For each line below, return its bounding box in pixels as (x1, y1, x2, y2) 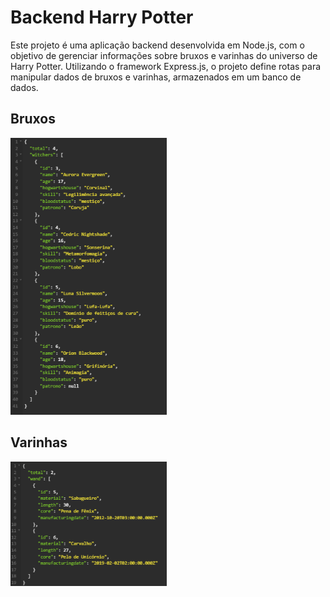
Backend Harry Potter (10, 6, 194, 29)
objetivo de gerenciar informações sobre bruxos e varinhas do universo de (10, 49, 318, 61)
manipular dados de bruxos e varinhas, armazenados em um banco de (10, 71, 302, 83)
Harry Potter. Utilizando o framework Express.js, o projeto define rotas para (10, 60, 322, 72)
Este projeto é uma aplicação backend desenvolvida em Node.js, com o (10, 39, 305, 51)
